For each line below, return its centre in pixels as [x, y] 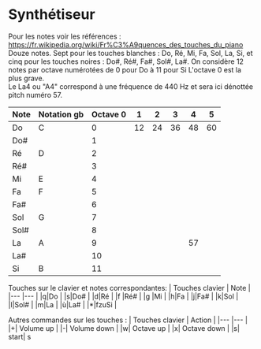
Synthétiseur [52, 15]
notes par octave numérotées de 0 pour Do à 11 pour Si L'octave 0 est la [125, 69]
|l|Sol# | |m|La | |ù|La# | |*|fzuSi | [63, 304]
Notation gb [61, 114]
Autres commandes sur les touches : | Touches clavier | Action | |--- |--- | [128, 320]
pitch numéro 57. [35, 95]
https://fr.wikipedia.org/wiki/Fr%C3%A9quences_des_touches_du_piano [126, 44]
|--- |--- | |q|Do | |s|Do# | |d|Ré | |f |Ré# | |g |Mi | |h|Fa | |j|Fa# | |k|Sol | [123, 296]
